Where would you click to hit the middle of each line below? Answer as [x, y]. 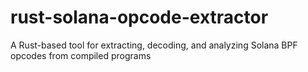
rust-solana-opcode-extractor [139, 17]
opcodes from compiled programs [81, 55]
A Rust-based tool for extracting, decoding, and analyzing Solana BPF [154, 45]
